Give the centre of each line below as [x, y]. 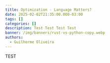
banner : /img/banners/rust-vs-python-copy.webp [55, 33]
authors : [14, 38]
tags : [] [14, 19]
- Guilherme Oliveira [32, 42]
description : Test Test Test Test [41, 28]
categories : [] [21, 24]
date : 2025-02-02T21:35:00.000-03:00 [44, 14]
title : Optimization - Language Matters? [49, 10]
